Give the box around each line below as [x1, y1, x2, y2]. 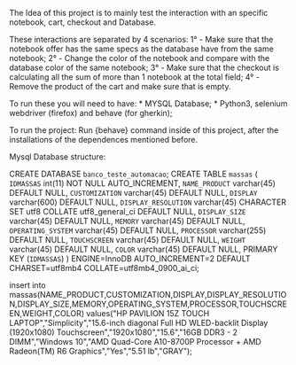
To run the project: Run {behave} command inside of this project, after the [9, 125, 279, 136]
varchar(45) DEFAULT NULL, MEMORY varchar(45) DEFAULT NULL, [9, 216, 245, 226]
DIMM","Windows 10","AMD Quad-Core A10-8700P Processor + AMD [9, 337, 261, 346]
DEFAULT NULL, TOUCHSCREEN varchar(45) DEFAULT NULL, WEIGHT [9, 235, 246, 245]
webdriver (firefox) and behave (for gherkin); [9, 108, 173, 118]
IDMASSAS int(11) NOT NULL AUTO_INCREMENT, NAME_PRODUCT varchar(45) [9, 178, 277, 189]
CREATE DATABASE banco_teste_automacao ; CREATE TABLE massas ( [9, 168, 259, 179]
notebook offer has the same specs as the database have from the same [9, 43, 275, 54]
